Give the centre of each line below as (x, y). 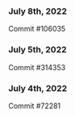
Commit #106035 (37, 29)
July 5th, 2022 (37, 50)
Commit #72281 (35, 106)
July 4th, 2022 (38, 88)
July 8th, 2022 (37, 11)
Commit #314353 (37, 67)
